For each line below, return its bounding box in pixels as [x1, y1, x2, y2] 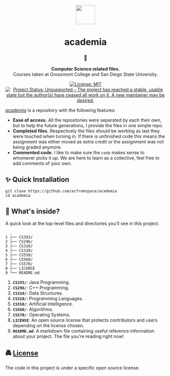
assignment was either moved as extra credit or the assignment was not [12, 139, 164, 145]
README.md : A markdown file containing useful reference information [12, 328, 154, 334]
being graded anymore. [12, 144, 62, 150]
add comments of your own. [12, 160, 72, 166]
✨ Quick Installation [5, 175, 70, 184]
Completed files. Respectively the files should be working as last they [12, 128, 160, 134]
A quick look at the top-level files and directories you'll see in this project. [5, 220, 159, 226]
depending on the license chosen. [12, 323, 84, 329]
